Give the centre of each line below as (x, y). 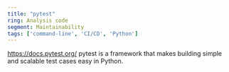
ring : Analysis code (38, 20)
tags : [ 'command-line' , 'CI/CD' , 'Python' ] (73, 34)
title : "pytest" (31, 14)
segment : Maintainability (46, 27)
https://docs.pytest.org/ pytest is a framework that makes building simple (115, 54)
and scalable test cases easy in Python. (65, 61)
